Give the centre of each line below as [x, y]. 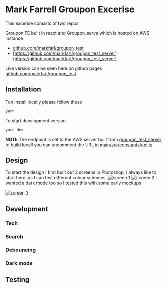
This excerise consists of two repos [42, 23]
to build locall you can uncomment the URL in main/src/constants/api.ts [79, 145]
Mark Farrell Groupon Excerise [70, 9]
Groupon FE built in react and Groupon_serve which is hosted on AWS [77, 33]
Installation [23, 90]
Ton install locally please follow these [44, 102]
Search [14, 236]
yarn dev [14, 130]
